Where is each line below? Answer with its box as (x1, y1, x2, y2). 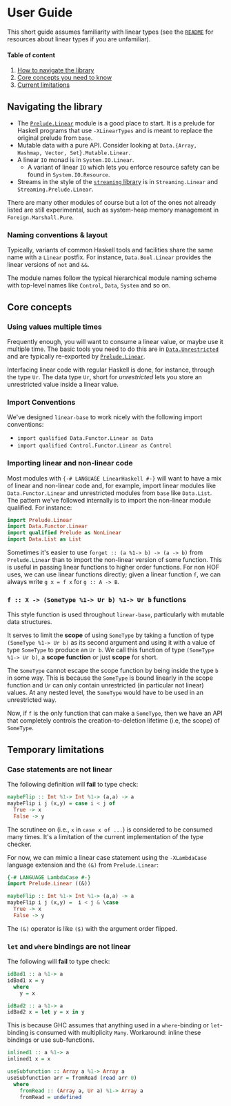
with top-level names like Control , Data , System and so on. (7, 281, 171, 290)
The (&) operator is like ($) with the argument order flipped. (7, 924, 178, 932)
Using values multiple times (7, 322, 102, 332)
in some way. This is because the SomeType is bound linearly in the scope (7, 674, 214, 682)
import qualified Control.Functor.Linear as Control (17, 443, 172, 450)
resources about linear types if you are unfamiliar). (7, 34, 151, 43)
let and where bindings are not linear (7, 941, 131, 951)
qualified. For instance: (7, 503, 72, 512)
